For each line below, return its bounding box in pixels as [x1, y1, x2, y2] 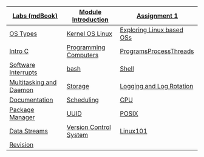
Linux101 [120, 127, 148, 135]
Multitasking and [9, 78, 57, 86]
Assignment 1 [136, 12, 178, 20]
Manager [9, 113, 35, 121]
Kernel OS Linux [66, 30, 112, 38]
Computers [66, 51, 99, 59]
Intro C [9, 47, 29, 55]
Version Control [66, 123, 111, 131]
